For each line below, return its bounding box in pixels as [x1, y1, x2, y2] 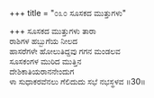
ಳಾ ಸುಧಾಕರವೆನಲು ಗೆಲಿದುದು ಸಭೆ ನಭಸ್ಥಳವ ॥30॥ [9, 76, 146, 86]
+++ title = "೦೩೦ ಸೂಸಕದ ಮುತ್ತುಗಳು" [9, 8, 127, 18]
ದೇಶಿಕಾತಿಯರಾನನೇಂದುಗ [9, 67, 75, 76]
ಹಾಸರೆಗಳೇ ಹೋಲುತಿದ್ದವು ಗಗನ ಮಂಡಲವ [9, 46, 121, 57]
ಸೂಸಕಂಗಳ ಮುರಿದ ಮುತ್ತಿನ [9, 56, 82, 67]
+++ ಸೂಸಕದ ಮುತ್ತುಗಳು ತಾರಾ [9, 26, 96, 36]
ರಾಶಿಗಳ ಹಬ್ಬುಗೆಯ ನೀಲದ [9, 36, 78, 46]
